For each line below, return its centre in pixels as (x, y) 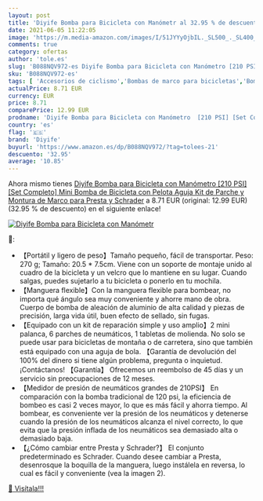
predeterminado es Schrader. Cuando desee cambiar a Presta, (120, 457)
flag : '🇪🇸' (27, 132)
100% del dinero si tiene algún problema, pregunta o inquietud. (121, 360)
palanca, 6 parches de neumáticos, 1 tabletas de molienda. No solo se (132, 334)
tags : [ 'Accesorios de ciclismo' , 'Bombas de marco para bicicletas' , (126, 81)
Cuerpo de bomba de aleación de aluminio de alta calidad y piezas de (132, 308)
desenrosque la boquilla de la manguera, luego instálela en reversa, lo (132, 465)
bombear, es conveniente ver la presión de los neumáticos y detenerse (134, 414)
